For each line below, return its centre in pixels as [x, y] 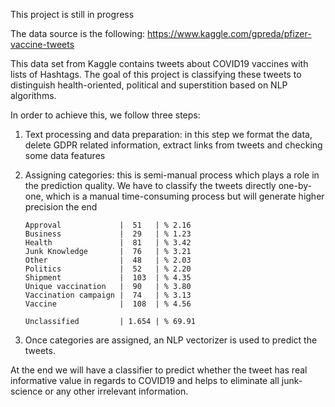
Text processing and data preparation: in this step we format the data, [168, 134]
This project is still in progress [72, 14]
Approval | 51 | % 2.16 [108, 225]
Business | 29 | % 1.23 [108, 234]
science [26, 391]
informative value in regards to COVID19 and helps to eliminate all [145, 380]
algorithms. [33, 95]
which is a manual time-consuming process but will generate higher [185, 196]
